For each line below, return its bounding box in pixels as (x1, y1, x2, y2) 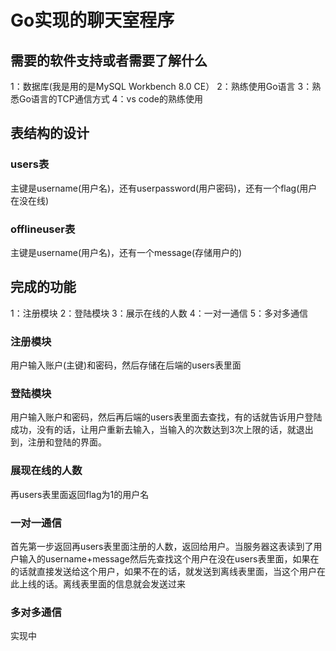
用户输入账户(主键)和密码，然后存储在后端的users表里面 (10, 359, 242, 371)
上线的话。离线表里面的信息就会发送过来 (18, 577, 186, 590)
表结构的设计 (10, 125, 90, 142)
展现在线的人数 (10, 464, 83, 478)
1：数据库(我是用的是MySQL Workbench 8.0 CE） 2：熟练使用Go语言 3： (10, 81, 313, 92)
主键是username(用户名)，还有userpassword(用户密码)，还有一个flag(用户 (10, 182, 318, 194)
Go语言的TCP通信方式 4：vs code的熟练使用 (18, 93, 203, 105)
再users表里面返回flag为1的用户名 (10, 488, 150, 500)
